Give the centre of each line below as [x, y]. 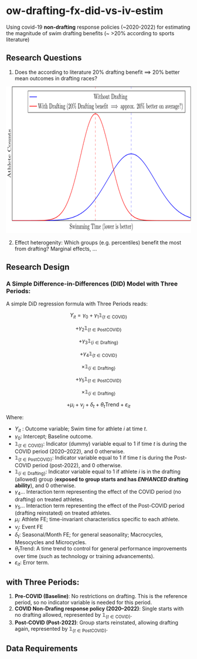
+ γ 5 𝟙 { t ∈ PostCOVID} [98, 380]
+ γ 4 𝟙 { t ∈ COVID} [98, 354]
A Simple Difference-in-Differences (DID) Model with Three [92, 284]
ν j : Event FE [29, 528]
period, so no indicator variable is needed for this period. [83, 603]
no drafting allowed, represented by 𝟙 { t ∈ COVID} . [73, 616]
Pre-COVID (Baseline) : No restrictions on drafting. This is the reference [101, 596]
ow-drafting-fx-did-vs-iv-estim [85, 11]
